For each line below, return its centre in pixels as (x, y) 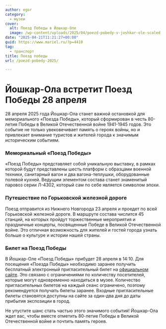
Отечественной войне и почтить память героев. (56, 322)
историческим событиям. (32, 140)
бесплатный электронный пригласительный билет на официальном (77, 269)
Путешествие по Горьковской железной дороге (66, 198)
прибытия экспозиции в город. (38, 301)
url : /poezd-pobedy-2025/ (32, 61)
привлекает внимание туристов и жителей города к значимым (72, 135)
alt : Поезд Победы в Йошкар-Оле (43, 28)
